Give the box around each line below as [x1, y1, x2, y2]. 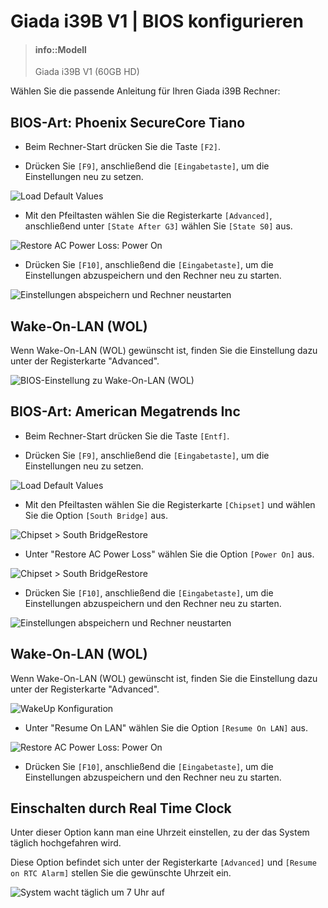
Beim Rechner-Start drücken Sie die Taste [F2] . [24, 141, 221, 153]
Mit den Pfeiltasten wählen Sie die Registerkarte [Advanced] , [24, 210, 273, 222]
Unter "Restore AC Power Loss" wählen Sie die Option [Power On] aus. [24, 548, 315, 560]
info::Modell [34, 43, 87, 55]
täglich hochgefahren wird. [10, 837, 122, 849]
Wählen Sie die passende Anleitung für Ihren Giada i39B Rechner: [10, 85, 281, 97]
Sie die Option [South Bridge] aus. [24, 509, 168, 521]
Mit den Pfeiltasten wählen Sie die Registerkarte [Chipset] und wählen [24, 498, 316, 510]
